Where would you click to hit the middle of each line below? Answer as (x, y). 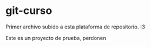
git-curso (29, 11)
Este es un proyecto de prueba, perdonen (56, 38)
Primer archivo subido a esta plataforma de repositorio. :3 (75, 27)
